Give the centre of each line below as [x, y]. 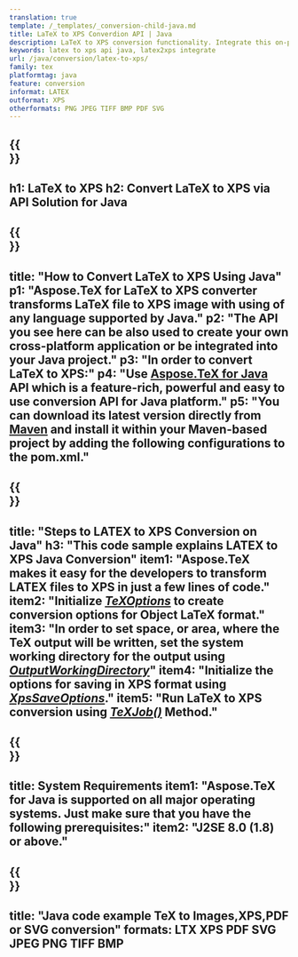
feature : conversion [47, 84]
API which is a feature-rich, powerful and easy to [147, 387]
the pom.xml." [50, 457]
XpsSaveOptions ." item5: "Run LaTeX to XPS [136, 698]
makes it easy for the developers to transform [138, 573]
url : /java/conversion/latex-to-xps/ [79, 59]
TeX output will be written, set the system [126, 642]
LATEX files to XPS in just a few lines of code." [140, 587]
